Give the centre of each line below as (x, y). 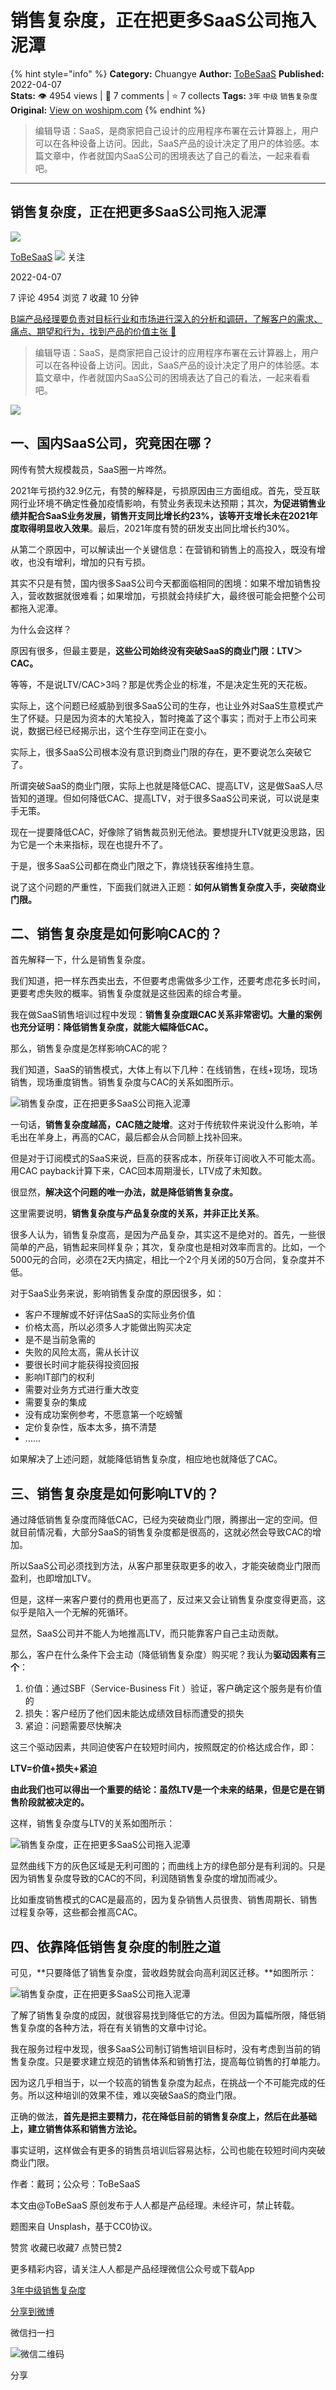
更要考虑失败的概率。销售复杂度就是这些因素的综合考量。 (128, 993)
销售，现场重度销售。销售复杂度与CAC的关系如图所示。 (125, 1082)
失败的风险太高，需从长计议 (82, 1352)
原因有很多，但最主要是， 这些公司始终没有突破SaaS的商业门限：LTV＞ (156, 650)
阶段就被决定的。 (54, 1802)
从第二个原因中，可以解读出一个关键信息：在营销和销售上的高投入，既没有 (163, 549)
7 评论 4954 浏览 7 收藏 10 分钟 (75, 297)
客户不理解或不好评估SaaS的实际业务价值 (110, 1315)
